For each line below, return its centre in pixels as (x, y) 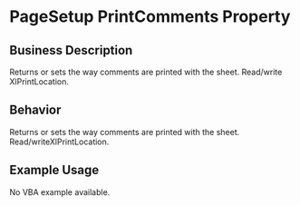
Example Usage (54, 170)
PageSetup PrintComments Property (150, 17)
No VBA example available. (60, 191)
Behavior (35, 110)
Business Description (71, 50)
